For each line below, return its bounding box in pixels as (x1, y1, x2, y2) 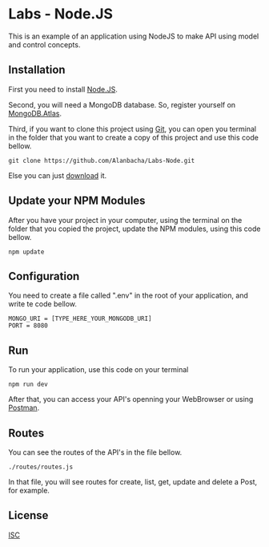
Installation (8, 63, 66, 77)
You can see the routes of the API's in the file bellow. (8, 448, 183, 457)
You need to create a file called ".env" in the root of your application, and (8, 290, 248, 301)
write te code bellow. (8, 299, 78, 309)
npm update (8, 248, 45, 256)
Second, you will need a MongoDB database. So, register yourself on (8, 99, 236, 109)
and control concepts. (8, 39, 81, 49)
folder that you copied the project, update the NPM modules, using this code (8, 224, 261, 233)
